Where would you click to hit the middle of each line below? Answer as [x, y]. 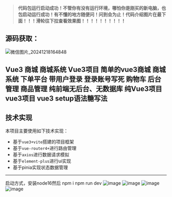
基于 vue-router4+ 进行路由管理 [45, 148]
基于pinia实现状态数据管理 [40, 168]
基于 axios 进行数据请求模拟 [41, 155]
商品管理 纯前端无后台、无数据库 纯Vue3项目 [91, 89]
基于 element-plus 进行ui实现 [42, 161]
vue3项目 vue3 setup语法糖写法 [56, 99]
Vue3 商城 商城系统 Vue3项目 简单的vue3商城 [78, 70]
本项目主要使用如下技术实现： [37, 131]
